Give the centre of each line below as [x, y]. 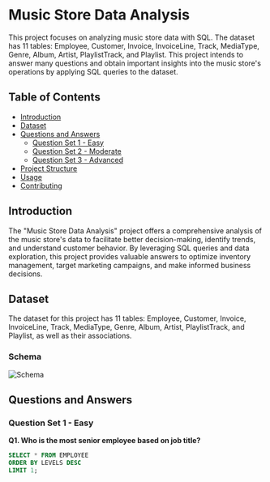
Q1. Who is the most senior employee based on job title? [105, 441]
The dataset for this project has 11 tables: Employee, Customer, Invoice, [127, 318]
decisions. [26, 274]
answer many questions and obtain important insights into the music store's [135, 63]
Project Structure [49, 168]
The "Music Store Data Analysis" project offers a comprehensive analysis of [135, 230]
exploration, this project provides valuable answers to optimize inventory [130, 256]
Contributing [41, 186]
